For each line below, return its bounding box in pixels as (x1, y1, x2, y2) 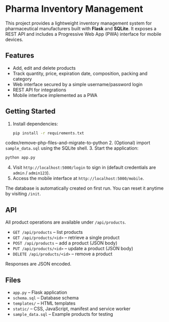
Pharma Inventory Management (5, 3, 143, 15)
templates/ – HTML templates (12, 300, 76, 306)
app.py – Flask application (12, 289, 68, 295)
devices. (5, 36, 24, 43)
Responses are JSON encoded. (5, 261, 72, 267)
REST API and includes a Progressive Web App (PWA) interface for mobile (5, 31, 161, 37)
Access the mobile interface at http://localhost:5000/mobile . (12, 175, 144, 182)
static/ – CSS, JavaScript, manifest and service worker (12, 306, 131, 312)
